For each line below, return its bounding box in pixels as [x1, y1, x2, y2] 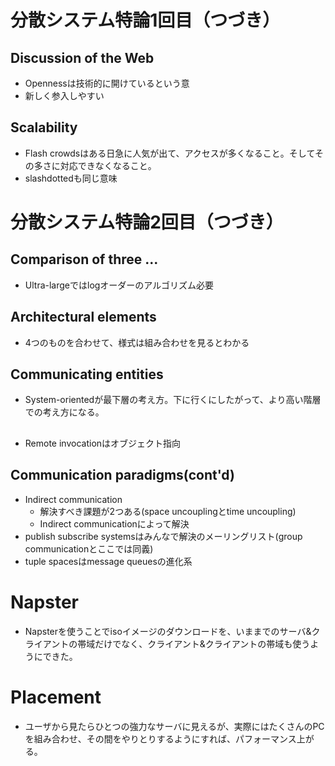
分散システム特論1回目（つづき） [10, 9, 281, 32]
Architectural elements [10, 309, 157, 326]
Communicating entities [10, 366, 164, 383]
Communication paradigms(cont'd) [10, 467, 235, 484]
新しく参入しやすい [24, 90, 105, 101]
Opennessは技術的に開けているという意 [24, 77, 190, 89]
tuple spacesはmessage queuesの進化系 [24, 555, 193, 567]
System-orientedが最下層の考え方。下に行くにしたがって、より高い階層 [24, 394, 322, 406]
